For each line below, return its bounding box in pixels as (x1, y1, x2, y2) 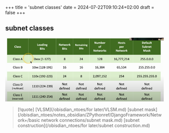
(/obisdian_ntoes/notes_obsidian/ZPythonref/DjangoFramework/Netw (17, 111, 162, 117)
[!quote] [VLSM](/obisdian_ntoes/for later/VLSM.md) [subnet (17, 106, 144, 112)
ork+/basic (17, 117, 40, 123)
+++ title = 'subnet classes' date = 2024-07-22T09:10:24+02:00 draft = (5, 5, 154, 10)
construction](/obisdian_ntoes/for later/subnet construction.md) (17, 122, 150, 128)
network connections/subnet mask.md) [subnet (41, 117, 140, 123)
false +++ (5, 10, 26, 16)
